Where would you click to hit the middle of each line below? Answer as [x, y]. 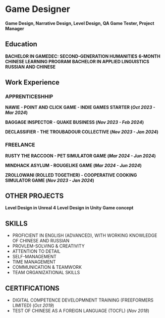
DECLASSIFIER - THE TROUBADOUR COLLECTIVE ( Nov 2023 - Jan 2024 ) [82, 132]
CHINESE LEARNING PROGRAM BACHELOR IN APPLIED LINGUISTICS [77, 61]
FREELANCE [20, 145]
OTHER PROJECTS [34, 196]
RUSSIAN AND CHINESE [30, 67]
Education [21, 44]
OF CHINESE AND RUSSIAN [41, 241]
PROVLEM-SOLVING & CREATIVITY [49, 246]
